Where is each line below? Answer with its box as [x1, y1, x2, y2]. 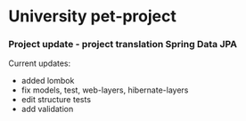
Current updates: [8, 58, 71, 69]
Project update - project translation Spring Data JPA [8, 38, 238, 51]
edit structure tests [20, 94, 91, 105]
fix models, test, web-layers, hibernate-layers [20, 85, 189, 95]
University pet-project [8, 6, 177, 27]
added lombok [20, 76, 75, 86]
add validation [20, 104, 74, 115]
